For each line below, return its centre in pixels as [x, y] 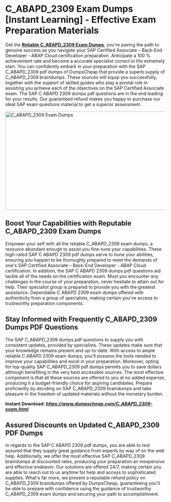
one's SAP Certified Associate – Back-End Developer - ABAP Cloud [76, 265]
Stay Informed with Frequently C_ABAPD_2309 [81, 319]
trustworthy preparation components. [45, 303]
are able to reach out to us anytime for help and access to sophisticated [81, 472]
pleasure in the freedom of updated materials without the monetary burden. [84, 394]
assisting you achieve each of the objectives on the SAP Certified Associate [85, 88]
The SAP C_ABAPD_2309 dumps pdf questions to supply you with [74, 339]
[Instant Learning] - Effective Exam [81, 20]
